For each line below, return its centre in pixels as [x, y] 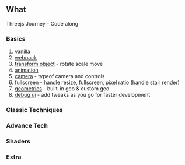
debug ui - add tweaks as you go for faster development [82, 95]
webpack [25, 58]
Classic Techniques [34, 110]
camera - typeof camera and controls [60, 76]
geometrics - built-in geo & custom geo [62, 89]
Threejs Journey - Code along [42, 23]
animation [27, 70]
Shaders [18, 141]
